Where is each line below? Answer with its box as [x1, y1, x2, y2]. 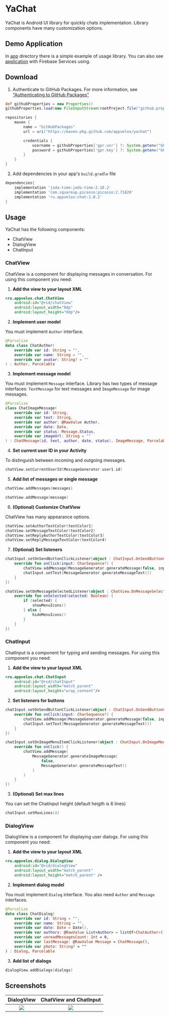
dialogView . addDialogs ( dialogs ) [5, 967, 73, 973]
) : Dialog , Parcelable [5, 949, 55, 954]
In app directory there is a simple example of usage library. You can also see [5, 53, 163, 59]
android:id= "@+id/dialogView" [14, 864, 78, 869]
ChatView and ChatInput [40, 996, 101, 1003]
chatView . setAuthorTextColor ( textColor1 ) [5, 523, 94, 528]
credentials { [23, 138, 53, 143]
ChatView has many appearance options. [5, 514, 91, 520]
